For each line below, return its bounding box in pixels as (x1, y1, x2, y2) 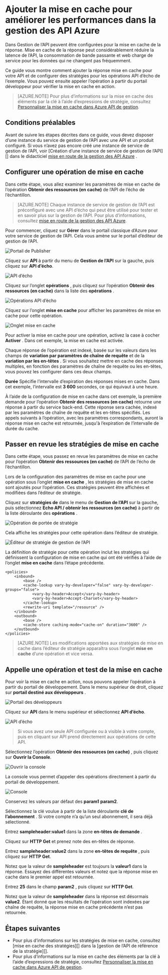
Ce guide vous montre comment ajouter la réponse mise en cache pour (5, 67, 152, 73)
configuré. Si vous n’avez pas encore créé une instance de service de (5, 142, 149, 148)
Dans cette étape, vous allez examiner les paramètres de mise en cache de (5, 181, 160, 187)
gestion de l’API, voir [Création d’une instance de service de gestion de (5, 147, 151, 154)
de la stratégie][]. (12, 948, 49, 954)
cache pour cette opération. (5, 312, 63, 318)
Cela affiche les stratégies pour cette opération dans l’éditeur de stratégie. (5, 530, 159, 536)
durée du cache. (5, 425, 39, 431)
